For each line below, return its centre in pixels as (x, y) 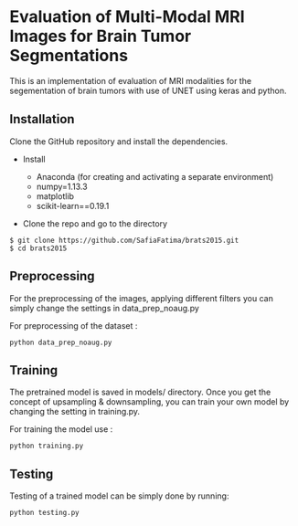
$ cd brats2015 (38, 248)
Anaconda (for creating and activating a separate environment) (155, 176)
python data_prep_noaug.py (61, 342)
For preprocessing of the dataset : (74, 325)
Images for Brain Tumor (101, 36)
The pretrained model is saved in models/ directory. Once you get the (140, 392)
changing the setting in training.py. (74, 412)
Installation (42, 119)
